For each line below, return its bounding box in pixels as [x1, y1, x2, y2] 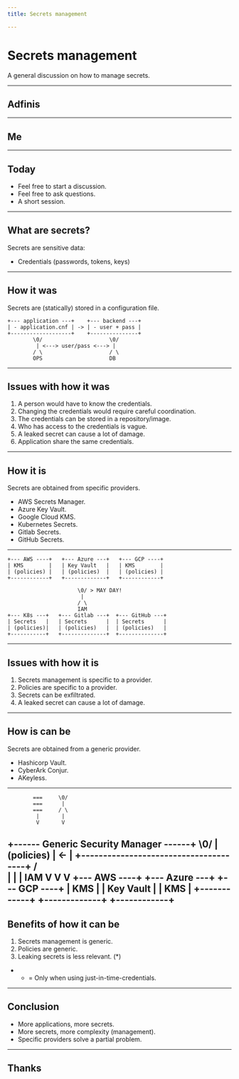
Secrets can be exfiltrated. [17, 691, 96, 699]
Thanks [7, 1063, 42, 1075]
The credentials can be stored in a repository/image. [17, 415, 171, 423]
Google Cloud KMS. [17, 512, 76, 521]
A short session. [17, 197, 65, 205]
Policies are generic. [17, 945, 78, 954]
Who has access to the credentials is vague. [17, 422, 148, 431]
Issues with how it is [7, 656, 100, 668]
